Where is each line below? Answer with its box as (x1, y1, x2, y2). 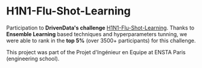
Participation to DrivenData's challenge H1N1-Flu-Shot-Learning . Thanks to (6, 24, 195, 31)
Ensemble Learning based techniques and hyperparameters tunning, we (6, 30, 188, 37)
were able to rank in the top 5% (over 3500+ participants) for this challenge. (6, 37, 196, 44)
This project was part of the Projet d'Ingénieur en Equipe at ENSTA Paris (6, 48, 186, 55)
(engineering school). (6, 55, 60, 62)
